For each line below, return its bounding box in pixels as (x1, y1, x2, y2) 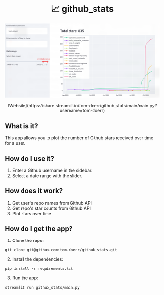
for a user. (5, 140, 26, 146)
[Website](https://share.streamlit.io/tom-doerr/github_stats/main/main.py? (7, 103, 157, 108)
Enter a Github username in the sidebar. (12, 167, 93, 173)
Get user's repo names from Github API (12, 200, 92, 206)
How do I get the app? (5, 224, 73, 233)
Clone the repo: (12, 238, 44, 243)
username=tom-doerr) (59, 108, 105, 114)
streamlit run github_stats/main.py (5, 285, 80, 290)
